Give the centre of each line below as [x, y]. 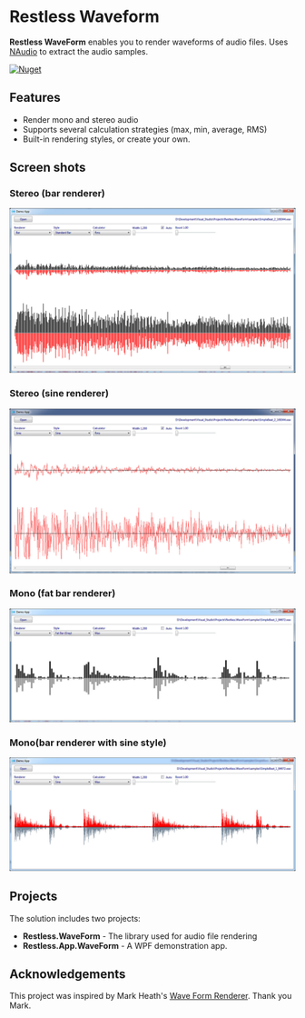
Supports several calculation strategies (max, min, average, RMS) [145, 129]
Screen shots [48, 168]
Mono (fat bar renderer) [63, 594]
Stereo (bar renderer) [58, 194]
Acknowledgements [68, 974]
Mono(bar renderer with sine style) [88, 743]
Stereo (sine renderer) [59, 394]
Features [35, 98]
